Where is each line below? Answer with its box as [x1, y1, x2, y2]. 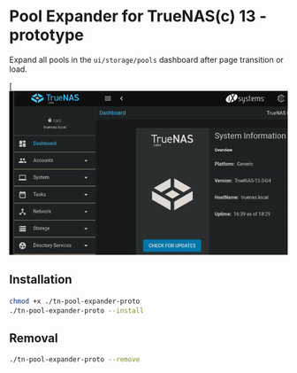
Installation [9, 272, 72, 287]
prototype [9, 25, 84, 45]
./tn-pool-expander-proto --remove [9, 355, 141, 364]
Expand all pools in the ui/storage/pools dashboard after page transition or [9, 54, 285, 65]
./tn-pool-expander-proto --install [9, 306, 144, 315]
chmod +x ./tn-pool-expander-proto [9, 297, 141, 306]
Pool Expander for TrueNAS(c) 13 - [9, 6, 267, 27]
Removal [9, 330, 58, 346]
